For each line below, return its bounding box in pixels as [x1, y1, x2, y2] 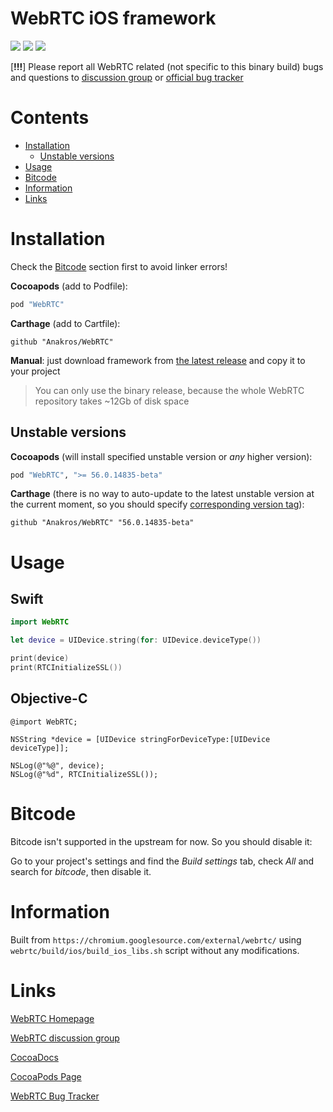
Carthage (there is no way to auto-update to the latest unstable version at [10, 488, 315, 500]
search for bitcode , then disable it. [10, 865, 152, 877]
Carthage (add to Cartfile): [10, 317, 121, 329]
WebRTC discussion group [10, 1032, 120, 1044]
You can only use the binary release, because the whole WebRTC [34, 384, 305, 396]
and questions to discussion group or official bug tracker [10, 71, 244, 83]
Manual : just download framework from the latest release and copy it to [10, 354, 306, 366]
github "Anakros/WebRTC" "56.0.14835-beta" [10, 518, 195, 528]
